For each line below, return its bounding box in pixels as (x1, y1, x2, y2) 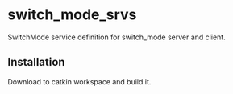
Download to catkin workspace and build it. (7, 76, 152, 86)
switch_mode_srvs (7, 6, 137, 24)
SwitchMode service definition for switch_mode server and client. (7, 32, 227, 42)
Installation (7, 55, 65, 69)
